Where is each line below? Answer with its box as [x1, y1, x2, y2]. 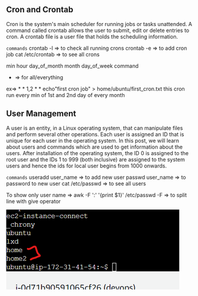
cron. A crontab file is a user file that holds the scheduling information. [6, 33, 178, 40]
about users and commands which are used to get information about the [6, 143, 183, 150]
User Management [6, 109, 76, 119]
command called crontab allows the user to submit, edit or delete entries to [6, 27, 190, 34]
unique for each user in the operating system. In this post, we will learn [6, 137, 180, 144]
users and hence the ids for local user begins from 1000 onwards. [6, 162, 167, 169]
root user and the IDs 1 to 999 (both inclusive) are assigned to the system [6, 156, 185, 163]
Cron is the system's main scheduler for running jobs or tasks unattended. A [6, 20, 193, 27]
